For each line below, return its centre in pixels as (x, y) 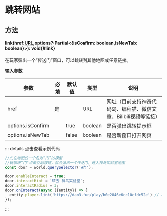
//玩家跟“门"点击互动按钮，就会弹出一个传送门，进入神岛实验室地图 (65, 163)
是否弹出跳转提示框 (129, 126)
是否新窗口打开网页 (129, 135)
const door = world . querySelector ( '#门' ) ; (49, 167)
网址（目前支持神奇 (129, 101)
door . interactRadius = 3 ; (32, 186)
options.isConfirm (29, 125)
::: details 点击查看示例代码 (33, 148)
